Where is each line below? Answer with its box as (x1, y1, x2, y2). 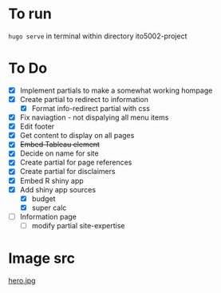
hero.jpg (8, 275, 36, 285)
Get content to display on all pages (19, 131, 135, 141)
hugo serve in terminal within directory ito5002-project (8, 31, 187, 41)
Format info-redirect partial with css (31, 104, 150, 113)
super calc (31, 203, 67, 212)
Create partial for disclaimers (19, 167, 116, 176)
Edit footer (19, 121, 55, 132)
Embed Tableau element (19, 140, 100, 149)
